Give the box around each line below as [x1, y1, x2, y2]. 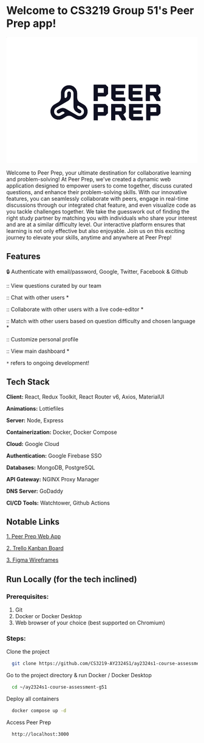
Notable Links [6, 517, 59, 527]
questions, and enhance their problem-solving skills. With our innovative [6, 188, 187, 195]
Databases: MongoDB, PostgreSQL [6, 464, 95, 471]
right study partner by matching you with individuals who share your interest [6, 214, 197, 222]
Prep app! [6, 16, 56, 30]
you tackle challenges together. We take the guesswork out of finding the [6, 208, 190, 215]
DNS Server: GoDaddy [6, 487, 64, 495]
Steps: [6, 634, 26, 643]
